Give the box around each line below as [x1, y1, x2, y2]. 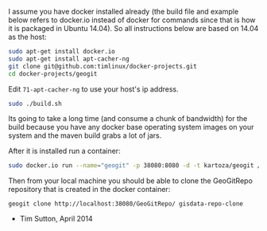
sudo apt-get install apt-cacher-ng [8, 55, 130, 63]
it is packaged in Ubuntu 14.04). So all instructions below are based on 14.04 [8, 24, 259, 33]
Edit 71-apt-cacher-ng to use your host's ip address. [8, 84, 179, 94]
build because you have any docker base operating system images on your [8, 123, 254, 132]
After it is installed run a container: [8, 147, 121, 156]
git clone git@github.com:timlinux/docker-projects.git [8, 62, 197, 70]
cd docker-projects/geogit [8, 69, 98, 78]
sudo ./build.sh [8, 100, 62, 108]
